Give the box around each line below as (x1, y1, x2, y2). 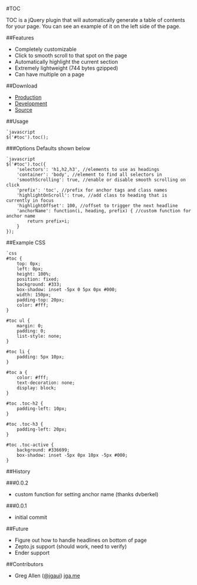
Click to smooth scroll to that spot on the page (14, 52, 127, 59)
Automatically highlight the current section (14, 59, 118, 65)
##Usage (6, 118, 29, 125)
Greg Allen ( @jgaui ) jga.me (14, 572, 81, 579)
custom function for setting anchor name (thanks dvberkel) (14, 491, 159, 497)
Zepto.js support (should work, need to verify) (14, 543, 127, 550)
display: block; (17, 385, 57, 391)
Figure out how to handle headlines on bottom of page (14, 536, 147, 544)
